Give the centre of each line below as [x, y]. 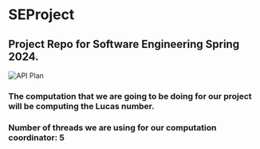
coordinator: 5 [37, 137]
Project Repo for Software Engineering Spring [124, 44]
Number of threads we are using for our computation [112, 127]
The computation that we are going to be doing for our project [130, 96]
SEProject [41, 15]
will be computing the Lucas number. [81, 106]
